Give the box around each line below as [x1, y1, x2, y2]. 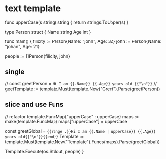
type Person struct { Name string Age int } [5, 29, 91, 35]
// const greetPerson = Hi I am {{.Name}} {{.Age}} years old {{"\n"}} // [5, 80, 157, 86]
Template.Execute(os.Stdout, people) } [5, 148, 84, 154]
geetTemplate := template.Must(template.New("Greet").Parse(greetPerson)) [5, 86, 160, 92]
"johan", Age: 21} [5, 43, 40, 49]
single [5, 68, 25, 76]
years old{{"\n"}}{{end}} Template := [5, 133, 84, 139]
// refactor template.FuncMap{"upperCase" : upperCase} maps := [5, 113, 139, 119]
